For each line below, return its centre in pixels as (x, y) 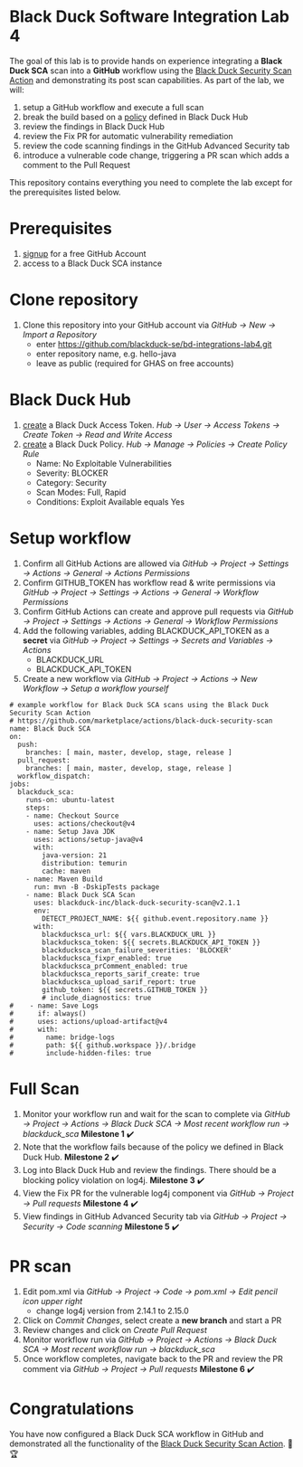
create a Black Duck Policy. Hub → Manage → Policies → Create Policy (155, 444)
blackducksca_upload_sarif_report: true (119, 982)
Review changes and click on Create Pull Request (115, 1330)
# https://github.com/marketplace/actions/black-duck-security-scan (141, 721)
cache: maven (66, 871)
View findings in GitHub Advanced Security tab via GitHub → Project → (155, 1216)
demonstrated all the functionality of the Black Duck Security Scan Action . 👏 (151, 1443)
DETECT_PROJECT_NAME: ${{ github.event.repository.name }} (156, 918)
